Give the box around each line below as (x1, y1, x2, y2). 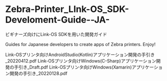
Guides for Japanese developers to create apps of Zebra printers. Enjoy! (5, 41, 156, 47)
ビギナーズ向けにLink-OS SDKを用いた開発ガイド (5, 31, 107, 37)
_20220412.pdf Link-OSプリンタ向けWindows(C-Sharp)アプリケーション (5, 57, 156, 63)
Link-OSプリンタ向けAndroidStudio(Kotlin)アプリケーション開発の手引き (5, 51, 155, 57)
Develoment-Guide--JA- (5, 14, 110, 25)
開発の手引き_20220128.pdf (9, 70, 68, 76)
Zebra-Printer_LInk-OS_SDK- (5, 3, 130, 15)
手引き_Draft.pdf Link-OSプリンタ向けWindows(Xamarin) (14, 64, 132, 70)
